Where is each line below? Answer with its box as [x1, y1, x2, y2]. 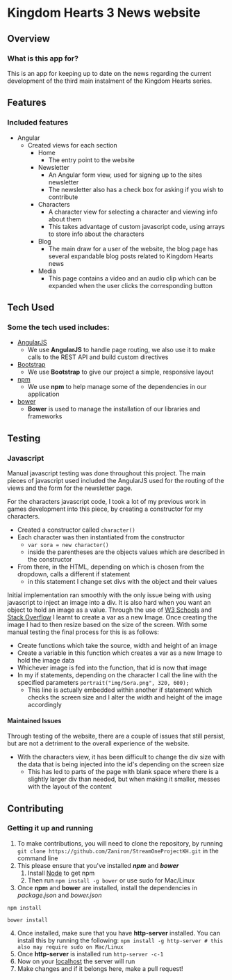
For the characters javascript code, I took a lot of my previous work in [7, 497, 206, 505]
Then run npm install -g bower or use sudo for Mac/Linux [27, 876, 195, 885]
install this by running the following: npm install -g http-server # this [17, 936, 224, 945]
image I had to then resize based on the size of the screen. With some [7, 620, 208, 629]
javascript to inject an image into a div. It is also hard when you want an [7, 598, 211, 606]
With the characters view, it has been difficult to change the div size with [17, 753, 226, 761]
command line [17, 854, 58, 862]
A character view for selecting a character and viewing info [48, 207, 217, 216]
